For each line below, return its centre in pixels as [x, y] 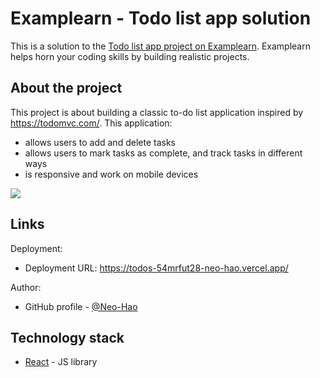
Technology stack [67, 337]
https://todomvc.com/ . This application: [91, 123]
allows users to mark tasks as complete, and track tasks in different [163, 153]
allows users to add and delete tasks [100, 142]
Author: [26, 287]
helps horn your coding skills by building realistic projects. [130, 56]
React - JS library [61, 362]
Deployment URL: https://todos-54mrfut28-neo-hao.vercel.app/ [156, 268]
